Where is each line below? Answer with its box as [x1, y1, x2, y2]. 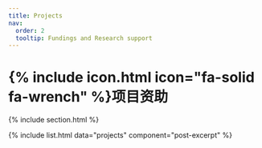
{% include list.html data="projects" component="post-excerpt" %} [8, 130, 233, 140]
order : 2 [15, 26, 45, 34]
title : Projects [8, 11, 63, 20]
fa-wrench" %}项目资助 [8, 88, 169, 106]
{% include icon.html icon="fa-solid [8, 69, 255, 86]
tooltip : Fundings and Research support [15, 34, 153, 42]
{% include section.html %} [8, 115, 100, 125]
